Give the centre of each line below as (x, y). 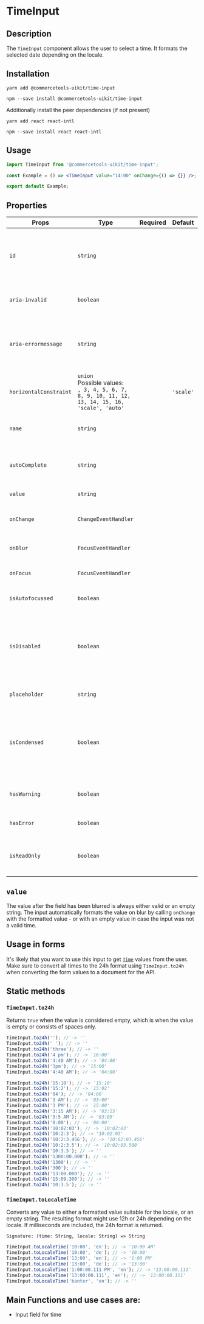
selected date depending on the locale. (55, 55)
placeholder (27, 695)
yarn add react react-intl (40, 121)
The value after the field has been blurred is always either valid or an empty (101, 905)
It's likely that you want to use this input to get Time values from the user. (97, 959)
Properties (27, 205)
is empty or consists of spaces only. (51, 1027)
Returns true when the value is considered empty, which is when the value (100, 1020)
